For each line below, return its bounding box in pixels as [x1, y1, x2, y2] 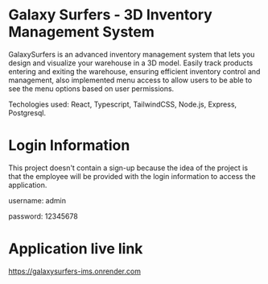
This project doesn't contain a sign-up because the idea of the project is [8, 163, 248, 173]
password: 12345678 [8, 211, 78, 221]
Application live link [8, 240, 143, 258]
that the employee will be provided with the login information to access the [8, 171, 256, 181]
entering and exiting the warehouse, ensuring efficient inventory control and [8, 66, 261, 76]
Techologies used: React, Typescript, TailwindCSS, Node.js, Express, [8, 99, 237, 109]
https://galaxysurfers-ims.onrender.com [8, 266, 141, 276]
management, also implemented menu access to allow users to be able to [8, 75, 253, 85]
